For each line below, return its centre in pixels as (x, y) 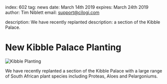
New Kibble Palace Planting (63, 47)
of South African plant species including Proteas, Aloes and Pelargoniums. (82, 76)
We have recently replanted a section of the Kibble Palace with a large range (84, 71)
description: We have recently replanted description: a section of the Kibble (83, 22)
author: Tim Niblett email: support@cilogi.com (52, 12)
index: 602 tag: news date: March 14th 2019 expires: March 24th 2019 (77, 7)
